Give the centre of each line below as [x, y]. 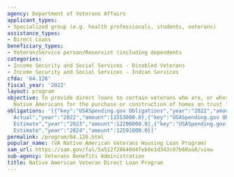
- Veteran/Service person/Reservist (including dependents [95, 53]
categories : [24, 59]
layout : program [31, 91]
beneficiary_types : [36, 46]
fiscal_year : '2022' [37, 85]
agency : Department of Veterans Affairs [67, 14]
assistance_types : [34, 33]
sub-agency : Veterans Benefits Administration [76, 156]
